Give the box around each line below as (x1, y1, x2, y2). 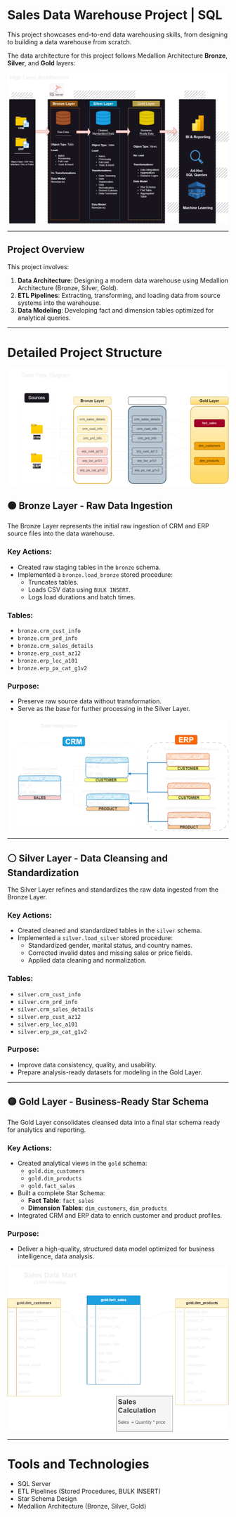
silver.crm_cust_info (17, 991, 81, 998)
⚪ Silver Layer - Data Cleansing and (7, 852, 169, 864)
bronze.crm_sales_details (17, 642, 93, 649)
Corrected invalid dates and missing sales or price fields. (27, 949, 193, 957)
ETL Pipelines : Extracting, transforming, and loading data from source (17, 291, 221, 299)
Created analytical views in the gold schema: (17, 1159, 147, 1167)
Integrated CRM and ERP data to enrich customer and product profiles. (17, 1211, 223, 1219)
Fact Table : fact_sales (27, 1196, 95, 1204)
